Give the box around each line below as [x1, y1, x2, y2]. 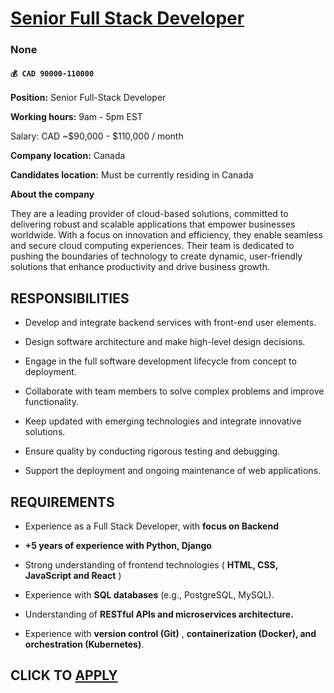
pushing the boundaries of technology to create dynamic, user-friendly [10, 250, 303, 262]
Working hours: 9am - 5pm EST [10, 111, 143, 123]
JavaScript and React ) [24, 569, 122, 581]
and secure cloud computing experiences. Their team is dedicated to [10, 240, 295, 252]
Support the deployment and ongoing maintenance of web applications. [24, 465, 322, 477]
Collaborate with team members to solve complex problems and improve [24, 385, 325, 397]
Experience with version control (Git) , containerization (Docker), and [24, 627, 317, 639]
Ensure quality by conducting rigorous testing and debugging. [24, 445, 281, 457]
